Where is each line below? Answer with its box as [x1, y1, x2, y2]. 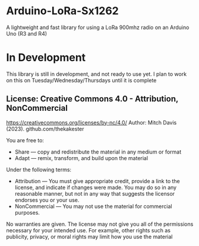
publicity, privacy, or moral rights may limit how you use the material [6, 233, 173, 240]
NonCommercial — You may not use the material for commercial [14, 203, 172, 210]
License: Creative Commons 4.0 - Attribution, [6, 94, 179, 104]
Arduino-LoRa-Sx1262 [6, 4, 119, 18]
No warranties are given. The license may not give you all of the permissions [6, 221, 194, 228]
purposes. [14, 209, 40, 216]
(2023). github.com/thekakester [6, 125, 84, 132]
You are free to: [6, 136, 45, 143]
